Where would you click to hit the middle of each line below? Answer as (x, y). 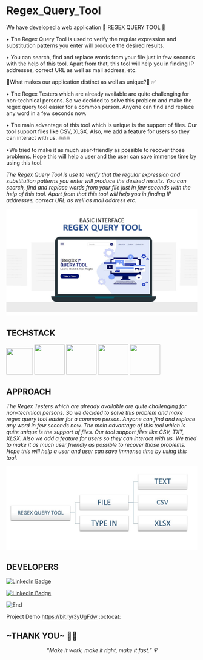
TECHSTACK (31, 333)
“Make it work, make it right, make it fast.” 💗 (102, 650)
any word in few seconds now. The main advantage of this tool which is (96, 426)
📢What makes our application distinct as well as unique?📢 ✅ (81, 82)
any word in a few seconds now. (46, 113)
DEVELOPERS (32, 567)
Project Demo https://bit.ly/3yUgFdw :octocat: (64, 617)
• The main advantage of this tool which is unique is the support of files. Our (102, 125)
